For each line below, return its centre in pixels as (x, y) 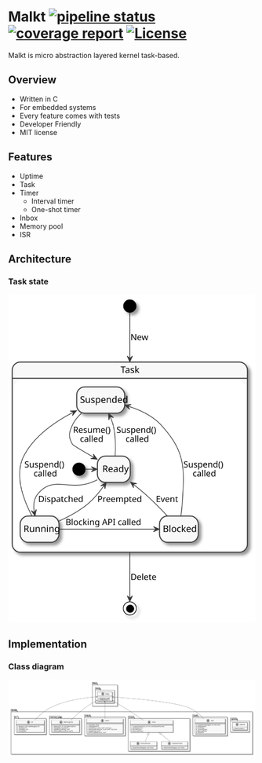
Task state (29, 281)
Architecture (40, 259)
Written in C (39, 99)
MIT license (38, 132)
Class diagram (36, 666)
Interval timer (53, 201)
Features (30, 157)
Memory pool (41, 226)
